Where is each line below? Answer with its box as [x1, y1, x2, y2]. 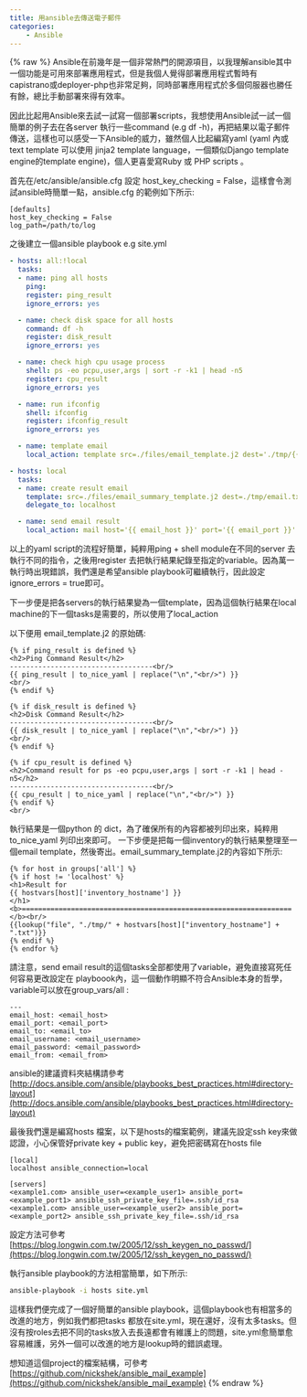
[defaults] [9, 205, 51, 215]
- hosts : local [9, 466, 68, 475]
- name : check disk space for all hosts [17, 315, 174, 325]
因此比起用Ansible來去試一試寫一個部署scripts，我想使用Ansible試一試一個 [9, 111, 291, 122]
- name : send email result [17, 517, 121, 527]
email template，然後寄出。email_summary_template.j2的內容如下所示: [16, 847, 283, 857]
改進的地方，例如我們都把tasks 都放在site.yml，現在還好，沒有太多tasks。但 [9, 1315, 297, 1326]
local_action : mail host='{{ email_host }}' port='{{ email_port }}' [26, 526, 297, 535]
